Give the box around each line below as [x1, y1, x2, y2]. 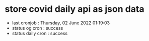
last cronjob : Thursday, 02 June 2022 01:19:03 [12, 20, 110, 26]
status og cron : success [12, 25, 63, 31]
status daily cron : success [12, 30, 68, 36]
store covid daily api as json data [5, 3, 144, 15]
